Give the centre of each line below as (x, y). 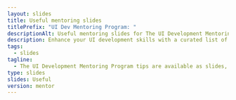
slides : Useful (29, 79)
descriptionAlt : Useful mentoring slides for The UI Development (105, 33)
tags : (15, 46)
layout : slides (29, 14)
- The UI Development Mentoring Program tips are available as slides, (121, 66)
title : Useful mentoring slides (54, 20)
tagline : (20, 60)
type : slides (26, 73)
